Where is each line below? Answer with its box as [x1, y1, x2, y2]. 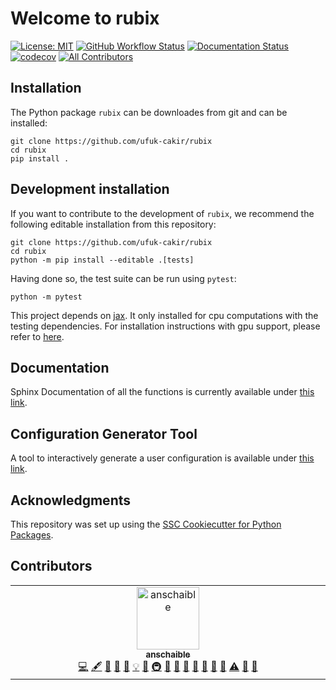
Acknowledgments [10, 492, 132, 509]
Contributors [10, 558, 93, 575]
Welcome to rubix [10, 7, 160, 30]
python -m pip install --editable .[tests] [10, 255, 195, 265]
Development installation [10, 181, 170, 198]
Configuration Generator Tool [10, 425, 198, 442]
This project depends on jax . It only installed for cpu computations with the [10, 309, 319, 321]
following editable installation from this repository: [10, 218, 217, 230]
